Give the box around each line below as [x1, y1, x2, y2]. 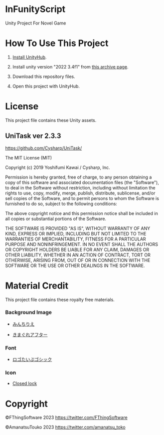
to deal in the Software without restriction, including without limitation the [5, 184, 156, 190]
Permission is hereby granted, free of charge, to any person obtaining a [5, 174, 152, 180]
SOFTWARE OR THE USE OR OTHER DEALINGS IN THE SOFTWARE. [5, 262, 145, 268]
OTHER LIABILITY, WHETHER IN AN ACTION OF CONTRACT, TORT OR [5, 251, 151, 258]
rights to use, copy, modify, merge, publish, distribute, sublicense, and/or [5, 190, 156, 196]
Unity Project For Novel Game [5, 20, 66, 26]
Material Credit [5, 280, 69, 291]
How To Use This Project [5, 37, 109, 49]
